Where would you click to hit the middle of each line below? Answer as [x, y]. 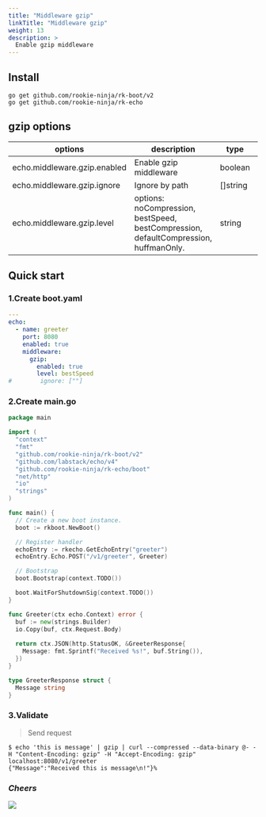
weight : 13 [26, 30]
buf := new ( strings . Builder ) [63, 622]
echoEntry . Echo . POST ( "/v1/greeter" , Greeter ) [92, 557]
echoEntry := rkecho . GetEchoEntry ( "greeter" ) [92, 549]
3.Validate [28, 715]
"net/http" [33, 477]
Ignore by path [161, 185]
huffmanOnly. [160, 247]
